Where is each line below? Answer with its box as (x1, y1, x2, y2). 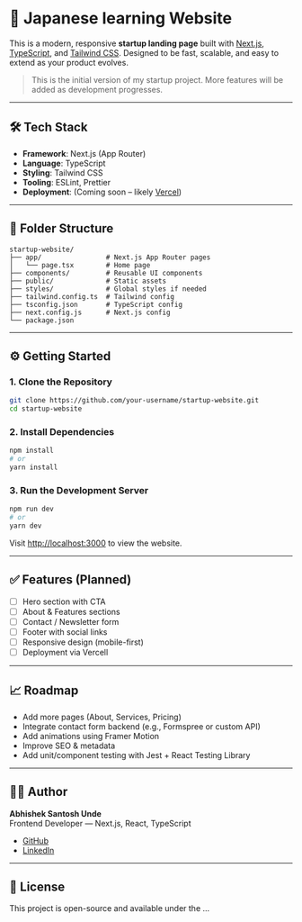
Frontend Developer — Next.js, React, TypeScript (9, 818, 191, 828)
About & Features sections (22, 606, 120, 617)
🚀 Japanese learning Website (9, 8, 233, 29)
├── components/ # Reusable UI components (9, 268, 203, 277)
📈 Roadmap (9, 683, 79, 699)
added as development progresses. (31, 84, 164, 95)
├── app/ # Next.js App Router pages (9, 252, 211, 262)
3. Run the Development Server (9, 484, 149, 496)
